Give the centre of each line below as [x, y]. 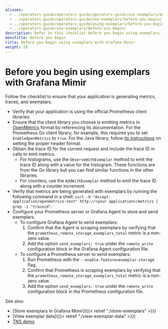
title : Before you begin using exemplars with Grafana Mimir [70, 43]
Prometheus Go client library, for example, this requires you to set [80, 133]
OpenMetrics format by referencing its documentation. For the [76, 127]
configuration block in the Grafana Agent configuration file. [88, 249]
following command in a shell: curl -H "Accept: [61, 196]
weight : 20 [16, 47]
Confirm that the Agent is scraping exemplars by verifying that [91, 227]
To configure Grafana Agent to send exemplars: [69, 222]
